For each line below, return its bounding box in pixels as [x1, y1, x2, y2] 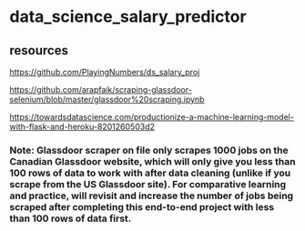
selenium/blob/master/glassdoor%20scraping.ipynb [9, 94, 205, 105]
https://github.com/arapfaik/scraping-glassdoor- [9, 85, 193, 95]
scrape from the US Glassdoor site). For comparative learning [9, 177, 287, 190]
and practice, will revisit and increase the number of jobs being [9, 189, 294, 202]
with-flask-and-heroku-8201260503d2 [9, 121, 155, 132]
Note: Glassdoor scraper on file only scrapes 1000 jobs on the [9, 144, 289, 156]
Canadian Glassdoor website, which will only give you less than [9, 155, 296, 167]
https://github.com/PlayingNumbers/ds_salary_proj [9, 66, 200, 77]
